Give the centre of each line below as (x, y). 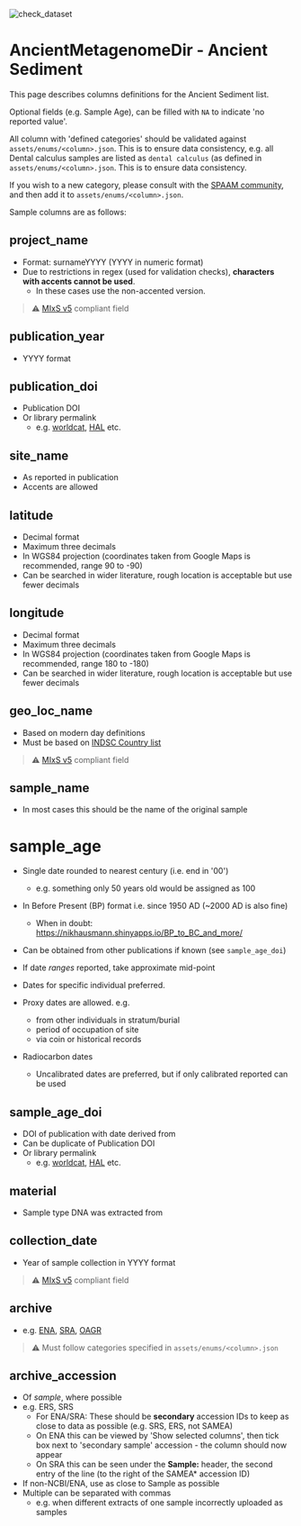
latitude (31, 515)
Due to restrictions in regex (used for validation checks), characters (148, 271)
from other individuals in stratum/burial (108, 1020)
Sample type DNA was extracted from (93, 1213)
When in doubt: (64, 923)
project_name (49, 240)
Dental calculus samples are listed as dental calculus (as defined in (136, 158)
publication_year (57, 336)
